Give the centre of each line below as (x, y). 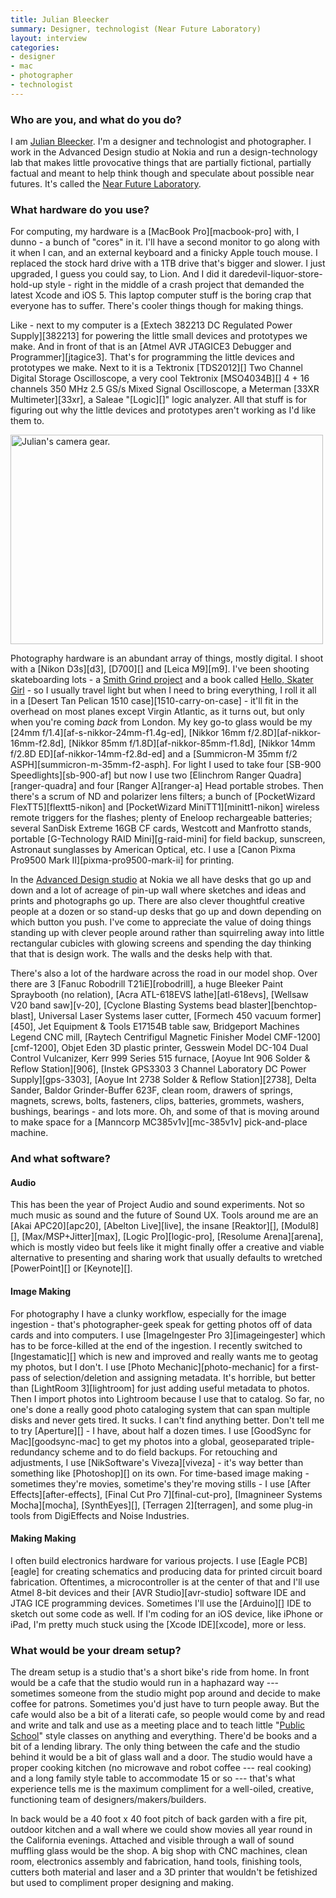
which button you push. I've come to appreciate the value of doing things (161, 922)
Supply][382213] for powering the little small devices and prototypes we (159, 336)
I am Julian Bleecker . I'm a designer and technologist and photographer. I (161, 142)
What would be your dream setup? (96, 1650)
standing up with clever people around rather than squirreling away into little (167, 933)
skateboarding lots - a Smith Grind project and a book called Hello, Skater (162, 680)
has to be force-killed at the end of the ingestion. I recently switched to (156, 1345)
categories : (35, 47)
